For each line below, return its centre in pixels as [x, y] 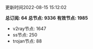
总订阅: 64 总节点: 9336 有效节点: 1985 [46, 18]
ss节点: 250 [25, 35]
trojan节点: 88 [27, 41]
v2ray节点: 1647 [29, 28]
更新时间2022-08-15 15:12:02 [36, 7]
